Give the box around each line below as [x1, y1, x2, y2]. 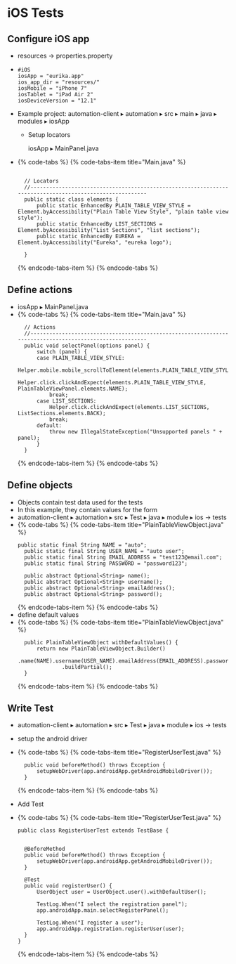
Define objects [7, 479, 73, 491]
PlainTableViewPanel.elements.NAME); [17, 385, 129, 392]
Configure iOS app [7, 33, 90, 45]
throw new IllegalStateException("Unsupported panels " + [48, 428, 223, 435]
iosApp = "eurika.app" [17, 72, 84, 79]
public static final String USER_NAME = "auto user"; [24, 547, 185, 554]
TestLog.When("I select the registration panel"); [36, 901, 188, 908]
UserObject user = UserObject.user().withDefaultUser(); [36, 889, 207, 896]
